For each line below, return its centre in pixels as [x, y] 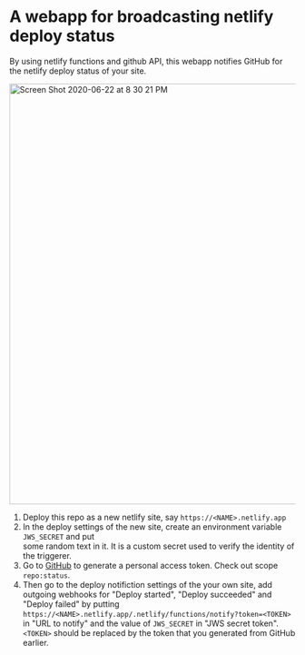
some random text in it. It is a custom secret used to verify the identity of [158, 546]
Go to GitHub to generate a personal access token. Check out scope [150, 565]
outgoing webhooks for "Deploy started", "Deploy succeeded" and [147, 594]
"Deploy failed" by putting [71, 604]
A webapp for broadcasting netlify [142, 17]
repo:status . [46, 575]
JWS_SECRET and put [59, 536]
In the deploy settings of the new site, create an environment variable [152, 526]
